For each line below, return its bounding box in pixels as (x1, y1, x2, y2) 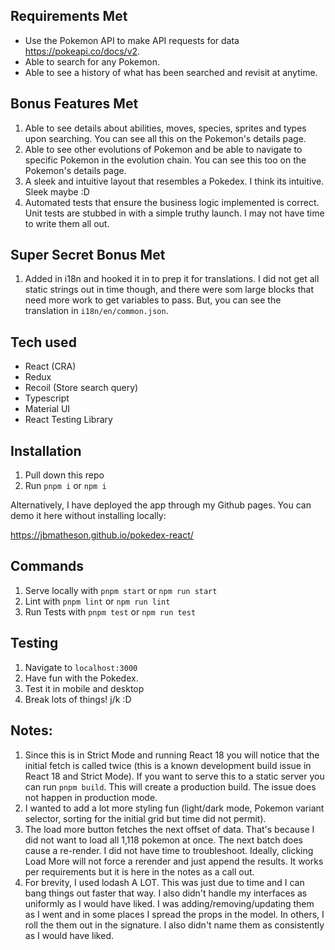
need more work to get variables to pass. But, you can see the (24, 294, 282, 306)
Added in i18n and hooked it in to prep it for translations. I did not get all (24, 273, 320, 285)
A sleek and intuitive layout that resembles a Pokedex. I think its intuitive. (24, 175, 325, 187)
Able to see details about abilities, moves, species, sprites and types (24, 122, 307, 134)
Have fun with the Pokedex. (24, 672, 139, 684)
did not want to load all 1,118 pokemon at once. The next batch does (24, 834, 303, 846)
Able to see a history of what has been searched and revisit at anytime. (24, 66, 318, 78)
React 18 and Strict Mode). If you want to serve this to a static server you (24, 770, 325, 782)
